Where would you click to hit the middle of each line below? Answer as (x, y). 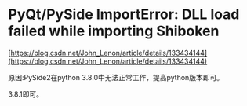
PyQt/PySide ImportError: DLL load (124, 15)
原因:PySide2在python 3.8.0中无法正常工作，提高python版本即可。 (116, 77)
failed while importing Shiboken (114, 31)
